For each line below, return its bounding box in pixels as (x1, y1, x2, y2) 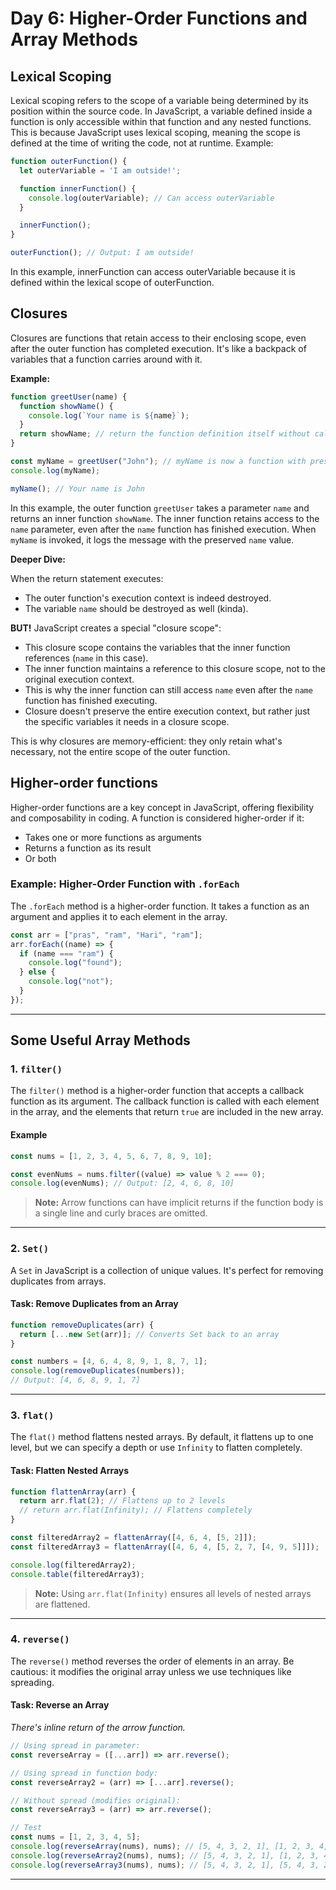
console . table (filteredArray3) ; (10, 1569, 145, 1579)
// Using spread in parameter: (10, 1741, 141, 1751)
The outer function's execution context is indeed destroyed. (24, 592, 272, 604)
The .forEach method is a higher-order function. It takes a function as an (10, 900, 310, 912)
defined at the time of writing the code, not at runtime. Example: (10, 137, 274, 149)
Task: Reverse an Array (10, 1699, 110, 1711)
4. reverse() (10, 1632, 70, 1646)
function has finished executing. (24, 694, 158, 706)
